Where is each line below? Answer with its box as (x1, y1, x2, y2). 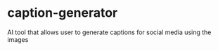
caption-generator (7, 5, 118, 21)
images (7, 35, 29, 43)
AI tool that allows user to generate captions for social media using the (7, 28, 212, 36)
